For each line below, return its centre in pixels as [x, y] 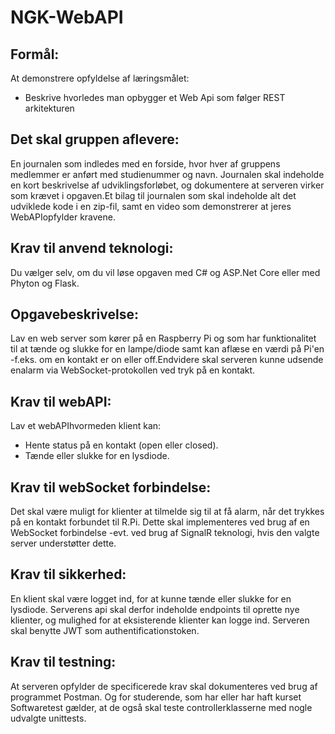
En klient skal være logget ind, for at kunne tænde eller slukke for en [151, 598]
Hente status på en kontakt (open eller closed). [121, 445]
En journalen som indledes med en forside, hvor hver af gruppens [145, 163]
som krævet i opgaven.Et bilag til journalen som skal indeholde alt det [153, 195]
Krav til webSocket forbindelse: [111, 487]
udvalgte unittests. [48, 718]
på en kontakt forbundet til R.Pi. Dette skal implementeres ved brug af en [160, 522]
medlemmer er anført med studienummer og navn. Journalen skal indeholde [167, 174]
